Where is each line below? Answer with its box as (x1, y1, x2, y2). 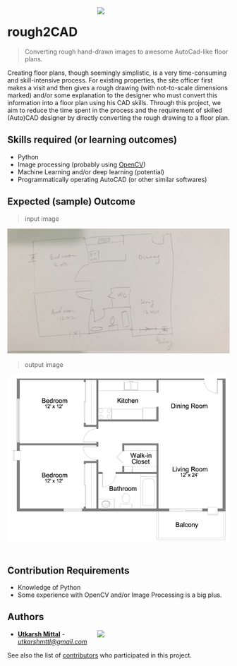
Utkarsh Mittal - (17, 629, 66, 638)
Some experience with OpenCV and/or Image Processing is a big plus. (17, 591, 222, 599)
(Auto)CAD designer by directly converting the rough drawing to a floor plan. (7, 113, 230, 122)
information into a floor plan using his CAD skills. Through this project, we (7, 98, 221, 107)
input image (24, 214, 60, 223)
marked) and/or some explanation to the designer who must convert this (7, 91, 218, 99)
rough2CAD (7, 24, 78, 40)
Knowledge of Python (17, 583, 81, 591)
